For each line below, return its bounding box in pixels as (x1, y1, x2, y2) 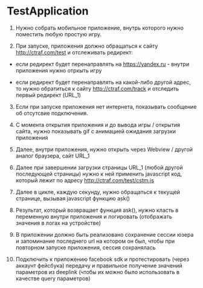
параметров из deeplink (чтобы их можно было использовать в (15, 268, 180, 275)
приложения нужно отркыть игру (15, 66, 102, 74)
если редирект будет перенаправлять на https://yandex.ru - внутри (15, 60, 190, 68)
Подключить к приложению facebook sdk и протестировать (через (15, 255, 190, 263)
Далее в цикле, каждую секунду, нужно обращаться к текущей (15, 188, 181, 196)
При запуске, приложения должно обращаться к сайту (15, 42, 158, 50)
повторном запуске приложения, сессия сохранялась (15, 243, 156, 251)
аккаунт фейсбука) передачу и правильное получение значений (15, 261, 183, 269)
